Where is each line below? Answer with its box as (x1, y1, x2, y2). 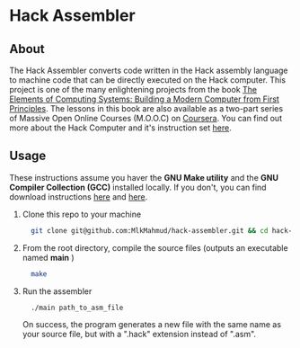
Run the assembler (22, 285, 93, 297)
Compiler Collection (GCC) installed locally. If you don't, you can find (9, 182, 267, 192)
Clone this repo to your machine (22, 209, 142, 219)
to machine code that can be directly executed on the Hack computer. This (9, 75, 286, 85)
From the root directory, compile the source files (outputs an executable (22, 242, 289, 253)
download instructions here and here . (9, 191, 148, 202)
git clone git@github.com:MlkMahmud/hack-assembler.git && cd (31, 226, 269, 235)
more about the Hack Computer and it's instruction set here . (9, 122, 232, 133)
